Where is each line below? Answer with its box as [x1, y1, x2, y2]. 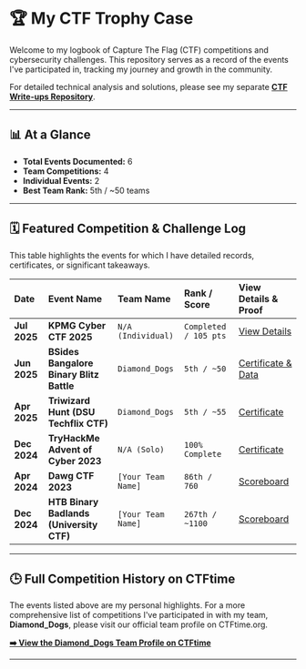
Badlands [47, 507, 90, 520]
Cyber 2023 [47, 454, 102, 467]
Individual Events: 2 [22, 175, 100, 186]
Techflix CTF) [47, 417, 109, 430]
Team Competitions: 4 [22, 166, 109, 177]
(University [47, 518, 98, 531]
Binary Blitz [47, 368, 100, 380]
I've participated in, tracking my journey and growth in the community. [9, 64, 273, 75]
